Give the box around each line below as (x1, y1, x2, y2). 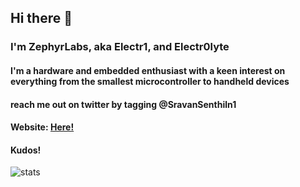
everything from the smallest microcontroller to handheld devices (10, 75, 290, 87)
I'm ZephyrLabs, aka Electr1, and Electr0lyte (10, 40, 230, 54)
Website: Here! (10, 121, 75, 133)
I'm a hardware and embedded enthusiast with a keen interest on (10, 64, 286, 76)
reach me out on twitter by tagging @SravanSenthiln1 (10, 98, 237, 110)
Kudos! (10, 144, 42, 156)
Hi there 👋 (10, 10, 73, 27)
